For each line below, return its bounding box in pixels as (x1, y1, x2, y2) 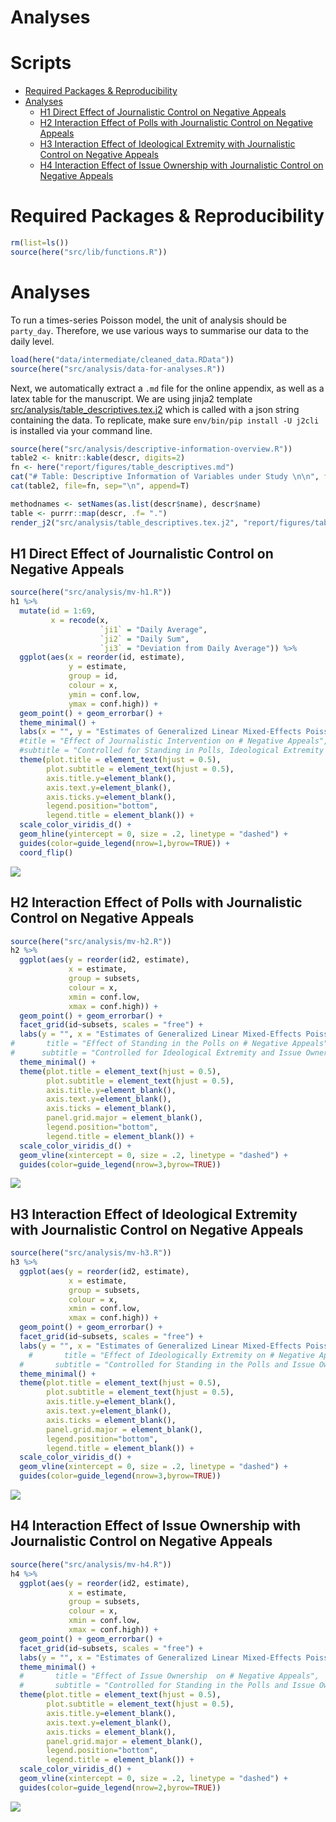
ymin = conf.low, (68, 689, 141, 700)
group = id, (68, 671, 118, 681)
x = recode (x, (50, 615, 110, 625)
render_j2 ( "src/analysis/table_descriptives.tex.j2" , (10, 517, 240, 528)
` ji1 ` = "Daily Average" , (99, 624, 208, 635)
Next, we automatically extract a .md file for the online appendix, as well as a (10, 382, 325, 394)
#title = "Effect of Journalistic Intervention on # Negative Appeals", (19, 736, 329, 746)
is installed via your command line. (10, 424, 153, 436)
